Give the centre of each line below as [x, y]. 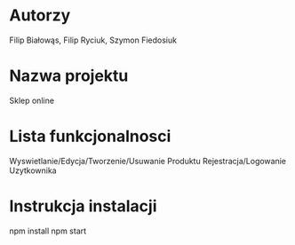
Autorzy [40, 16]
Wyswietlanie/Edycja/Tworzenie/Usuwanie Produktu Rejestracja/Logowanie [148, 161]
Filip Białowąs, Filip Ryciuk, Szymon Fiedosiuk [93, 40]
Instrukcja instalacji [83, 206]
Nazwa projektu [69, 76]
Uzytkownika [33, 170]
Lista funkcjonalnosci [90, 136]
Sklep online [32, 100]
